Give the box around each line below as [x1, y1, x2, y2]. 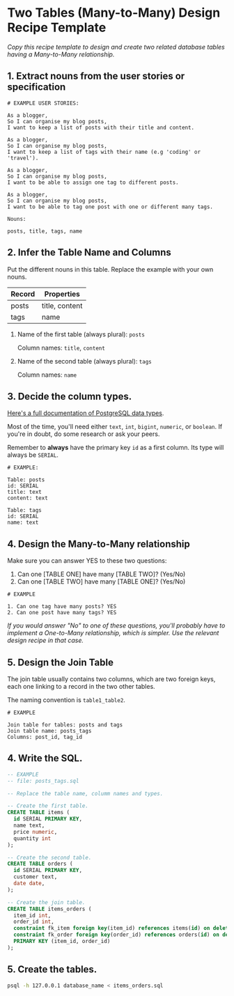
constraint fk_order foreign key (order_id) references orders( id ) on [13, 931, 219, 938]
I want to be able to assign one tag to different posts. [7, 179, 179, 186]
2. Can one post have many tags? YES [7, 609, 117, 616]
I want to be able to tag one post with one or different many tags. [7, 203, 214, 210]
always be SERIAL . [7, 451, 59, 459]
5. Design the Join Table [7, 656, 114, 668]
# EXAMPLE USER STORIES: [7, 100, 79, 107]
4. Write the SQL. [7, 752, 83, 764]
